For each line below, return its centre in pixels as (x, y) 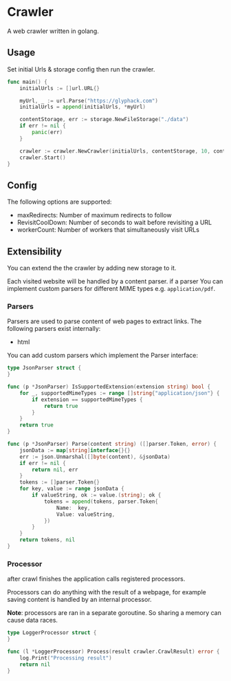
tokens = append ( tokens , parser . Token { (101, 501)
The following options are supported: (59, 202)
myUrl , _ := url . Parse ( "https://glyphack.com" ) (89, 100)
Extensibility (34, 251)
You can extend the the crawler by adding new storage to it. (92, 268)
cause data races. (33, 620)
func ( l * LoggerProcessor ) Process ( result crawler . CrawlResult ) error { (113, 651)
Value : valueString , (86, 514)
